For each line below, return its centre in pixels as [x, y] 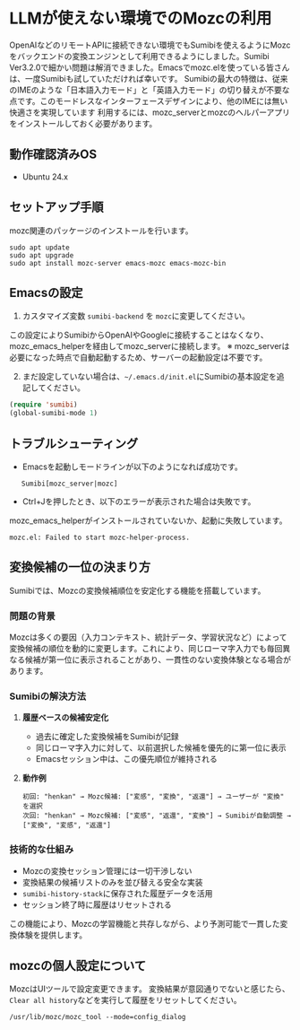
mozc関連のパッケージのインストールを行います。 [102, 231]
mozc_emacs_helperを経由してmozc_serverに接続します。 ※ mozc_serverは [150, 346]
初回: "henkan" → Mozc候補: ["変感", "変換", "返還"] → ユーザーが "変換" [153, 797]
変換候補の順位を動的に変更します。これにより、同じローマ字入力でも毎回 [146, 649]
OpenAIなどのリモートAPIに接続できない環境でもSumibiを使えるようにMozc [150, 45]
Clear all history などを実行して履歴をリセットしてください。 [125, 1000]
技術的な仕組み [42, 850]
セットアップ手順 [56, 207]
